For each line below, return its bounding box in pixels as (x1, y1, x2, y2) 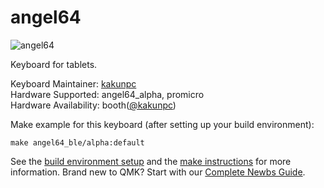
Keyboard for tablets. (10, 58, 98, 70)
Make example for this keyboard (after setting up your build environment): (10, 118, 315, 130)
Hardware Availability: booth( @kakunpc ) (10, 99, 177, 111)
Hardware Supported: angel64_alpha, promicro (10, 88, 205, 100)
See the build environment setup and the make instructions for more (10, 155, 292, 167)
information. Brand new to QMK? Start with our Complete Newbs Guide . (10, 166, 306, 178)
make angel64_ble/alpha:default (10, 137, 145, 148)
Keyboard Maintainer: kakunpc (10, 77, 137, 90)
